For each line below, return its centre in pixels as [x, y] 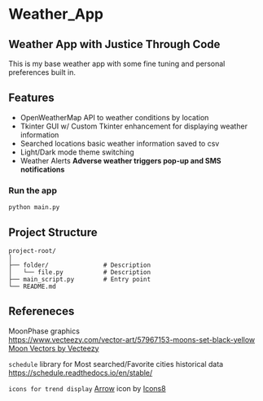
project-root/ [33, 251]
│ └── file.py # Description [80, 272]
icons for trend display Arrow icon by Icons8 [87, 388]
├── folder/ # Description [80, 265]
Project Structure [53, 232]
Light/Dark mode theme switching [77, 152]
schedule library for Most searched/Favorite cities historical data [116, 364]
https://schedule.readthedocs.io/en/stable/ [81, 373]
